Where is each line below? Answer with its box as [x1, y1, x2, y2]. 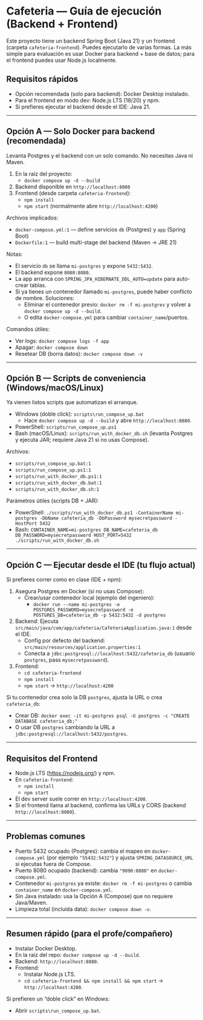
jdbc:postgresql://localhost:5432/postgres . [14, 730, 128, 738]
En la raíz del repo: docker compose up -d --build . [14, 951, 141, 958]
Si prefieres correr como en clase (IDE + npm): [6, 576, 123, 583]
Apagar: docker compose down [14, 344, 88, 351]
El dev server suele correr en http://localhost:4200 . [14, 795, 147, 802]
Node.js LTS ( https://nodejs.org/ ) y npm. [14, 770, 116, 776]
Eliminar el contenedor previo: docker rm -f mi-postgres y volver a [24, 301, 192, 308]
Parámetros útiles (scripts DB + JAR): [6, 497, 99, 504]
